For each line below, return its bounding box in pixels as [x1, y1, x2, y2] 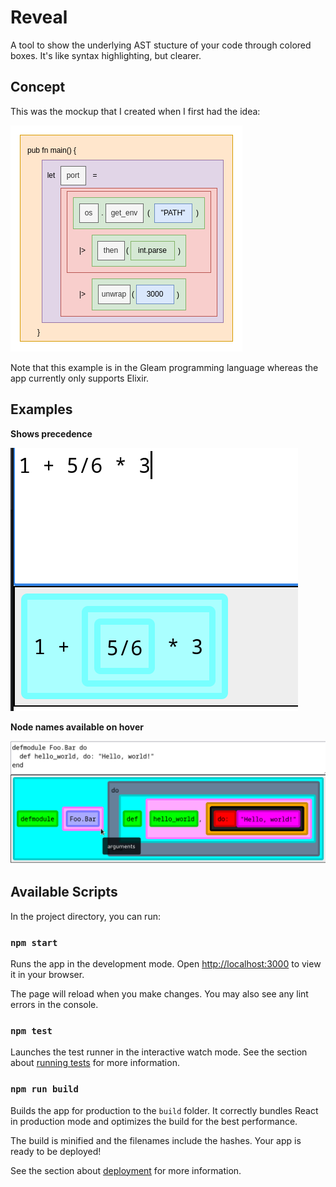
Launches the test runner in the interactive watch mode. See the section [10, 1046, 308, 1058]
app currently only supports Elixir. [10, 372, 150, 384]
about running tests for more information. [10, 1057, 180, 1069]
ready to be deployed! [10, 1145, 102, 1157]
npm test [10, 1025, 53, 1036]
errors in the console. [10, 999, 99, 1011]
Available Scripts [10, 884, 118, 901]
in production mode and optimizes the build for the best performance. [10, 1115, 298, 1127]
